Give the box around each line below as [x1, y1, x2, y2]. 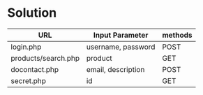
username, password [86, 42, 156, 52]
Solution [7, 5, 57, 21]
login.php [10, 42, 42, 52]
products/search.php [10, 53, 80, 63]
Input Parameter [93, 30, 149, 40]
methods [162, 30, 193, 40]
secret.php [10, 75, 47, 85]
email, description [86, 64, 145, 74]
